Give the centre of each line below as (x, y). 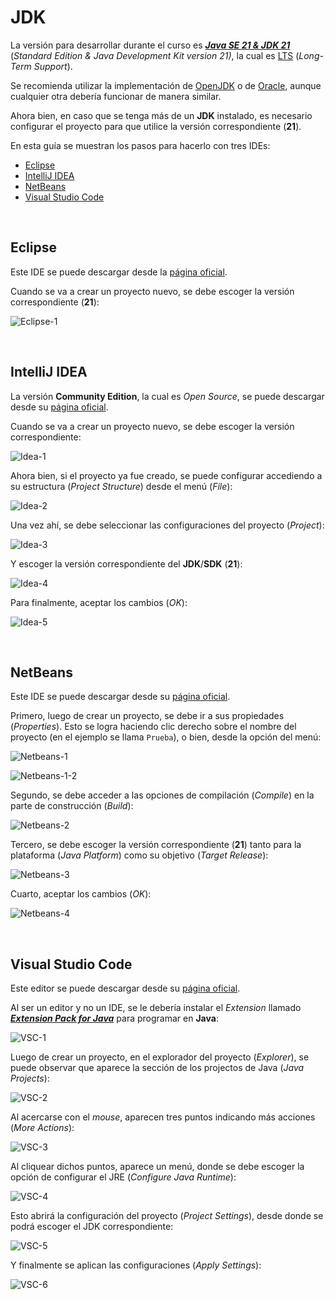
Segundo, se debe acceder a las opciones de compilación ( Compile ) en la (162, 795)
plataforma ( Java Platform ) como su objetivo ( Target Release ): (139, 855)
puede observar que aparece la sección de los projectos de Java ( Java (157, 1068)
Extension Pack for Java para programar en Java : (114, 1018)
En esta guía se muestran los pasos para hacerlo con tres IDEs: (140, 145)
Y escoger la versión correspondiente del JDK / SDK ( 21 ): (126, 563)
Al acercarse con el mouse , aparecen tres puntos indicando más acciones (163, 1117)
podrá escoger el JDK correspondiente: (92, 1227)
